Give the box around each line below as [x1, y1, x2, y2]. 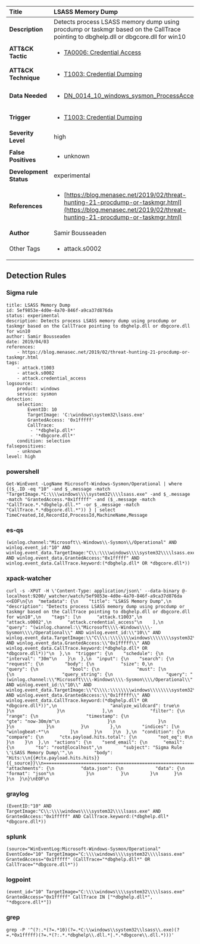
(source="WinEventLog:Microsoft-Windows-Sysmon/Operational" [6, 846, 161, 852]
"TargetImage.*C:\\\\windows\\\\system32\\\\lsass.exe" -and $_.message [6, 491, 190, 497]
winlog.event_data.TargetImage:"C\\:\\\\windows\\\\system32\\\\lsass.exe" [6, 550, 198, 556]
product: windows [17, 385, 60, 391]
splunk [6, 832, 27, 841]
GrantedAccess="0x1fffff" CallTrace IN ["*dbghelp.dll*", [6, 894, 153, 900]
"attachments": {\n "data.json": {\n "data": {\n [6, 765, 185, 772]
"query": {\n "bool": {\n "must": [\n [6, 666, 167, 672]
